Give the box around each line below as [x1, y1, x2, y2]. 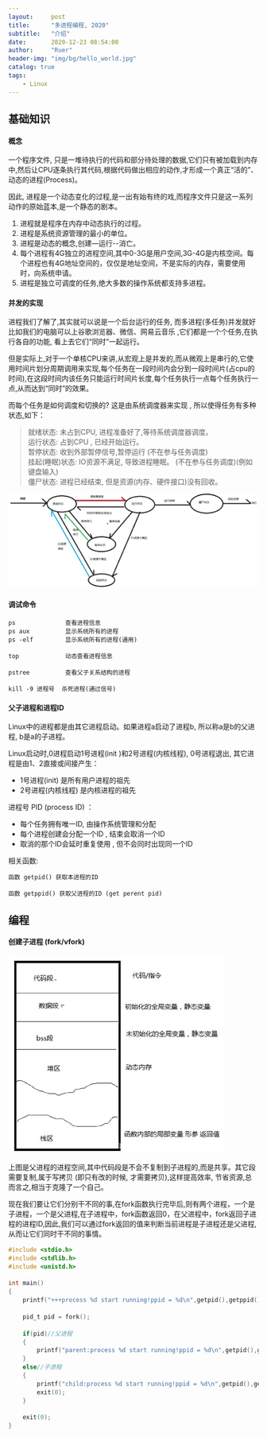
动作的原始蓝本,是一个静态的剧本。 [8, 202, 122, 211]
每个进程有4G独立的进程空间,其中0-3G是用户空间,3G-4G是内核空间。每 [19, 249, 254, 258]
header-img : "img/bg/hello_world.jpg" [8, 55, 137, 63]
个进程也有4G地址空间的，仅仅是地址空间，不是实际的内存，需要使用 [19, 258, 246, 268]
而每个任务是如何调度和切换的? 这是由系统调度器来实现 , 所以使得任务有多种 [8, 401, 257, 410]
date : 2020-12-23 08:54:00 [8, 38, 119, 46]
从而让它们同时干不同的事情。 [8, 1229, 106, 1238]
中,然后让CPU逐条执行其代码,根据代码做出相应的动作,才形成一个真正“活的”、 [8, 165, 258, 175]
